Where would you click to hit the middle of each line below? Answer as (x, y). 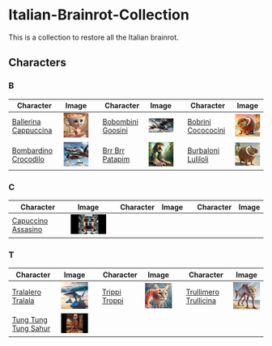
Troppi (113, 301)
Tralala (23, 301)
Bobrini (200, 122)
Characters (37, 63)
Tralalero (27, 292)
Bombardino (32, 150)
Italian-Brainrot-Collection (99, 15)
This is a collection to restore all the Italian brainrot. (94, 37)
